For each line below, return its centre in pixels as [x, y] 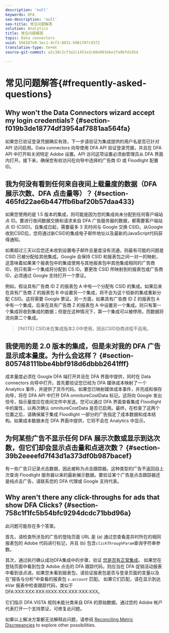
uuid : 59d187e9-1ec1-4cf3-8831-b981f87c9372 [53, 43]
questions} [29, 94]
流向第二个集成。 [23, 318]
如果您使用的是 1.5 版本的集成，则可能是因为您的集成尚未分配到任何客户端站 [84, 215]
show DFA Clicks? [34, 505]
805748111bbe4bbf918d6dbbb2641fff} [67, 364]
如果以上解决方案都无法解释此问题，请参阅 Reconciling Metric [69, 619]
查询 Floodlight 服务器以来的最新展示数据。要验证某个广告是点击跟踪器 [83, 474]
